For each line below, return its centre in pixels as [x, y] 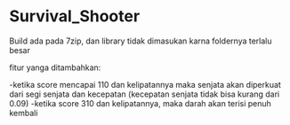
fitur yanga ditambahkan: [55, 67]
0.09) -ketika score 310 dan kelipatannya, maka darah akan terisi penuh [140, 103]
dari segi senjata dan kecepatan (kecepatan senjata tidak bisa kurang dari [145, 94]
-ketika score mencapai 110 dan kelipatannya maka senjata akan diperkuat [145, 84]
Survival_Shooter [75, 16]
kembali [24, 113]
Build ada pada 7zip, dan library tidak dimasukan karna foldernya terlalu [141, 41]
